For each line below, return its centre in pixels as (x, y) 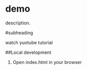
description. (18, 23)
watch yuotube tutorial (29, 42)
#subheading (19, 32)
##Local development (28, 52)
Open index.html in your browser (47, 62)
